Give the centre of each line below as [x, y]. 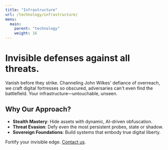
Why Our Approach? [38, 109]
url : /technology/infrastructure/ [42, 15]
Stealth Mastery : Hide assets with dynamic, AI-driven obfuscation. [82, 121]
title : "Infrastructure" [31, 10]
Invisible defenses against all [68, 58]
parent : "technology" [37, 29]
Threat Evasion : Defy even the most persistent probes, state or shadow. [88, 127]
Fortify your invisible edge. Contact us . [46, 142]
